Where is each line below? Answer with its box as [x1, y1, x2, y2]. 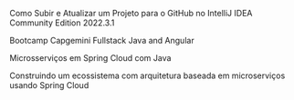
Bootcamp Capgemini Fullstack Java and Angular [9, 35, 194, 45]
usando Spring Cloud [9, 80, 89, 90]
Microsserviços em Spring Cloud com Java [9, 53, 172, 63]
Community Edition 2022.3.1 [9, 17, 115, 28]
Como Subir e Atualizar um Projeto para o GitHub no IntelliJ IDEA [9, 8, 253, 18]
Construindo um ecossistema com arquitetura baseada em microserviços [9, 70, 286, 81]
